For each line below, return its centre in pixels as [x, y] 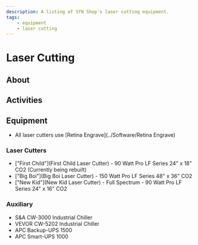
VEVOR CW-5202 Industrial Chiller [57, 223]
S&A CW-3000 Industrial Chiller [54, 217]
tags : [13, 17]
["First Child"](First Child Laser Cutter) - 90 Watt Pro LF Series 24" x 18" [103, 163]
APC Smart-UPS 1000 [41, 236]
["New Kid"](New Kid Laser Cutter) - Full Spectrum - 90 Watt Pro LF [98, 182]
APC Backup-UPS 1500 [44, 230]
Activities [24, 100]
